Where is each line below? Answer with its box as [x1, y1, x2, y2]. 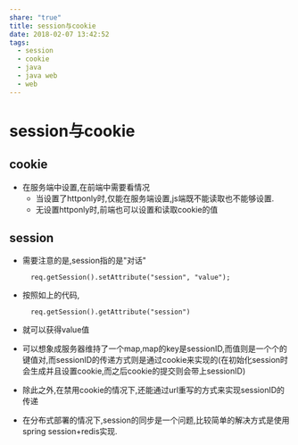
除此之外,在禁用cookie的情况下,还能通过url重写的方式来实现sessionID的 [21, 385, 286, 396]
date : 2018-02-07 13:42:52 [9, 29, 110, 38]
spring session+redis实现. [21, 426, 118, 437]
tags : [9, 38, 29, 47]
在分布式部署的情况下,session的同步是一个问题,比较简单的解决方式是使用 [21, 415, 290, 425]
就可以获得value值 [21, 324, 90, 335]
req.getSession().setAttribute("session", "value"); [30, 273, 231, 282]
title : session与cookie [9, 21, 96, 30]
